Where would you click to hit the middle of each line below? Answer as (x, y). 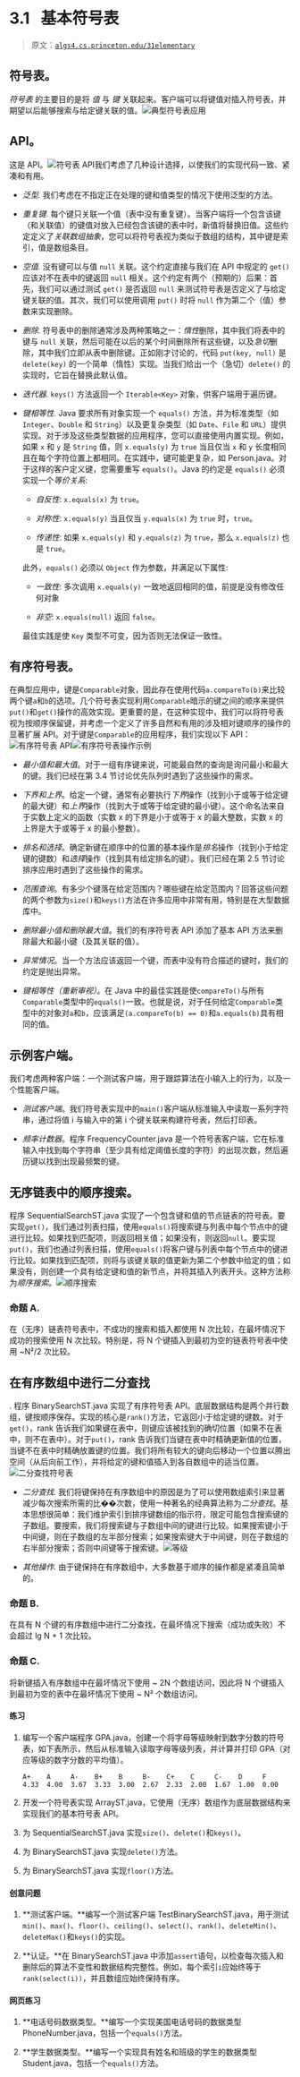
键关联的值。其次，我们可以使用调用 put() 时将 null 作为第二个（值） (150, 300)
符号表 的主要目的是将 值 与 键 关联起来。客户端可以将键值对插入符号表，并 (148, 98)
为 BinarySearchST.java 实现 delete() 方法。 (102, 1851)
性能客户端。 (40, 1090)
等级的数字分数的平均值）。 (79, 1759)
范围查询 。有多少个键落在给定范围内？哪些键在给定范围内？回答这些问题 (155, 889)
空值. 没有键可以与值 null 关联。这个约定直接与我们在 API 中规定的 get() (156, 266)
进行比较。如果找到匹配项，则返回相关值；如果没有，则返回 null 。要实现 (142, 1238)
